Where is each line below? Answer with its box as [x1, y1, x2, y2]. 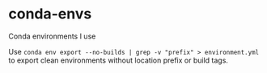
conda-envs [8, 5, 92, 23]
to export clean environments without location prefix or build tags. [8, 55, 229, 65]
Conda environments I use [8, 31, 96, 41]
